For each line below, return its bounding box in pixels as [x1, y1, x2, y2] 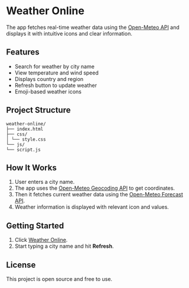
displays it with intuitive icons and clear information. [6, 30, 133, 37]
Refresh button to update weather [14, 82, 97, 89]
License [6, 260, 36, 270]
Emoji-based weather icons [14, 88, 82, 95]
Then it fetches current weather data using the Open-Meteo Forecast [14, 191, 183, 198]
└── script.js [6, 147, 41, 153]
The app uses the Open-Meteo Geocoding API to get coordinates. [14, 185, 175, 192]
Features [6, 47, 40, 57]
